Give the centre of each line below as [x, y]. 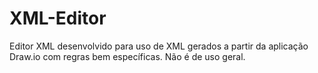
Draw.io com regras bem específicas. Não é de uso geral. [127, 56]
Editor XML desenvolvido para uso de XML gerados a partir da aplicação [159, 46]
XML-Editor [58, 18]
